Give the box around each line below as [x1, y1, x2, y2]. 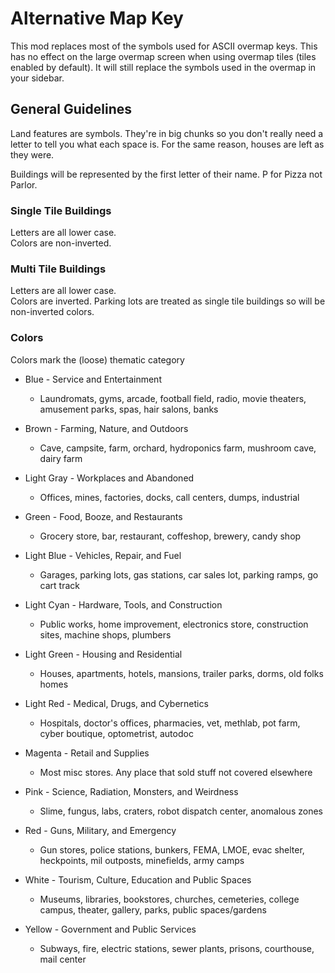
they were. [10, 148, 55, 161]
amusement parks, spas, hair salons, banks [39, 403, 219, 415]
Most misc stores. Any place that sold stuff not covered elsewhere [39, 766, 313, 778]
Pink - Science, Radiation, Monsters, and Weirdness [24, 785, 239, 797]
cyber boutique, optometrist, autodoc [39, 727, 194, 739]
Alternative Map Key [10, 7, 184, 30]
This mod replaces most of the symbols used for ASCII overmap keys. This [10, 40, 318, 52]
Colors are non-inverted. [10, 237, 112, 249]
